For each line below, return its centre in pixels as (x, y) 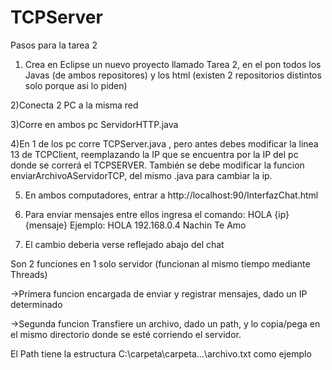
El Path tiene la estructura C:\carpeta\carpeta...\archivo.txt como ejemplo (161, 353)
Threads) (29, 274)
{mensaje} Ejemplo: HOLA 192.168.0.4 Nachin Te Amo (135, 225)
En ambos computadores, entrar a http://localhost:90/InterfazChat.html (171, 195)
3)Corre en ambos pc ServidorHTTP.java (94, 124)
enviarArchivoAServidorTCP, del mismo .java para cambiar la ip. (141, 175)
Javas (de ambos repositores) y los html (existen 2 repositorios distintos (173, 75)
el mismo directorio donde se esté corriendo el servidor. (126, 334)
